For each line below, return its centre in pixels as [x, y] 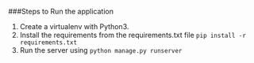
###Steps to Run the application [61, 11]
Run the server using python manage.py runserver [101, 50]
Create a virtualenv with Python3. [74, 26]
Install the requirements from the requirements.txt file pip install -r [133, 35]
